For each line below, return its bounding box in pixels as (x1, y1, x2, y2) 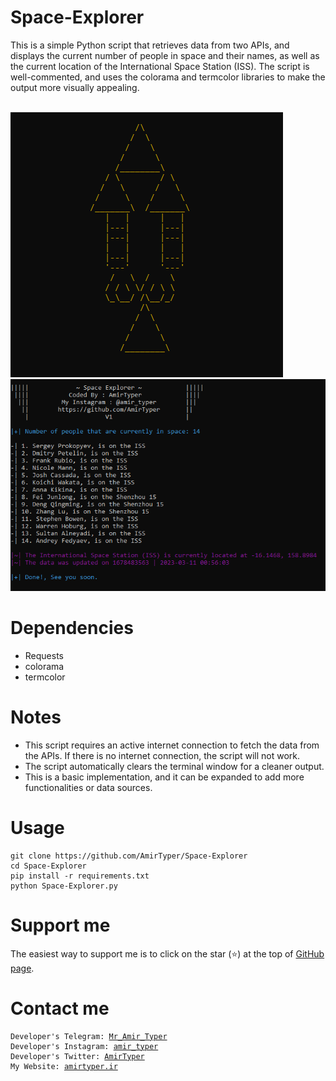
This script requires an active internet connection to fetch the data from (24, 739, 320, 751)
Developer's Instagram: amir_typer (10, 1041, 159, 1051)
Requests (24, 650, 64, 662)
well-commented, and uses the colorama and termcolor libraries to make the (10, 71, 326, 83)
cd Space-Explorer (10, 861, 87, 871)
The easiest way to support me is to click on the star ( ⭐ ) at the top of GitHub (10, 947, 325, 960)
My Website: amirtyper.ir (10, 1061, 118, 1071)
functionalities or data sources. (24, 781, 153, 793)
